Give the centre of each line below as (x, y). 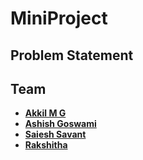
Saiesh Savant (55, 134)
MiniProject (59, 18)
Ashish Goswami (60, 124)
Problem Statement (72, 55)
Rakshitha (46, 145)
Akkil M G (45, 113)
